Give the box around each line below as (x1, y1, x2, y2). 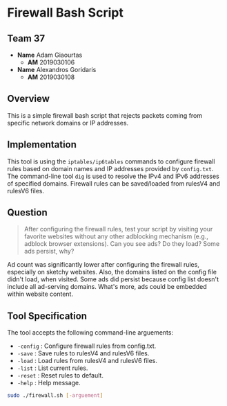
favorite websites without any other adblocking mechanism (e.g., (23, 232, 208, 240)
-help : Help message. (17, 379, 81, 387)
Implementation (7, 139, 77, 150)
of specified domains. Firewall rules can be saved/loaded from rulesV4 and (7, 179, 221, 188)
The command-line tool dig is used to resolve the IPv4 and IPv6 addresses (7, 172, 219, 180)
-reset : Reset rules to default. (17, 371, 103, 380)
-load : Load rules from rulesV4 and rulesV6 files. (17, 357, 157, 365)
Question (7, 206, 48, 219)
